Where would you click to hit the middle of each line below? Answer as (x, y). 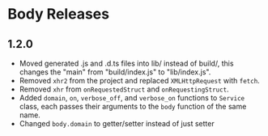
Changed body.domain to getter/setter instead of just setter (117, 123)
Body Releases (59, 14)
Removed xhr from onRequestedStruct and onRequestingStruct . (124, 89)
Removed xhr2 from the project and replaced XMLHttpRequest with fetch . (139, 81)
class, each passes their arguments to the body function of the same (133, 106)
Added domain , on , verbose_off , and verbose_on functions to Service (132, 98)
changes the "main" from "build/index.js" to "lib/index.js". (115, 72)
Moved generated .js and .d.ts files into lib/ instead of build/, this (126, 63)
